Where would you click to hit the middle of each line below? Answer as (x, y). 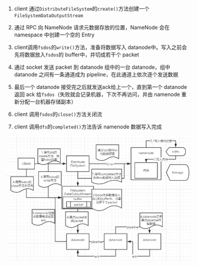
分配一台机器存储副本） (48, 102)
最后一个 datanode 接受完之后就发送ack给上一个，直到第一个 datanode (100, 87)
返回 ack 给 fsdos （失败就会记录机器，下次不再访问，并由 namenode (97, 94)
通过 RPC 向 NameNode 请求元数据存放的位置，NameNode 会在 (92, 27)
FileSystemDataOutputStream (48, 16)
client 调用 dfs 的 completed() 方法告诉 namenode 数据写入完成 (88, 127)
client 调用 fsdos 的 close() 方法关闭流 (58, 114)
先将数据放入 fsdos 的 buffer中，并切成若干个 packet (76, 54)
